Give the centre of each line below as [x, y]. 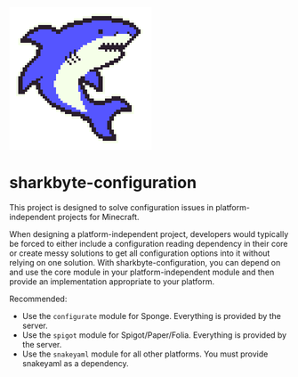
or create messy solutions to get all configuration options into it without [140, 253]
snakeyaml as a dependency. [75, 363]
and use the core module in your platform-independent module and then [142, 272]
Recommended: [38, 299]
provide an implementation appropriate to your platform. [112, 281]
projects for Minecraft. [98, 217]
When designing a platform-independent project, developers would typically [149, 234]
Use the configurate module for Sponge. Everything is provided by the [152, 316]
